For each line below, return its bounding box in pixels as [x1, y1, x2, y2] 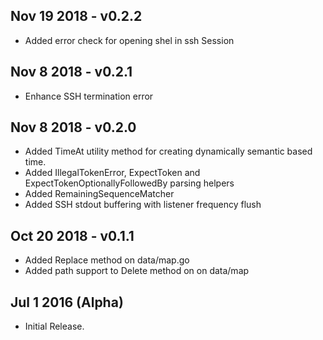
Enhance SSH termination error [24, 90, 154, 102]
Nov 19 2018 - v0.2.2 [10, 8, 143, 25]
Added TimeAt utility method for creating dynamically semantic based [24, 145, 313, 158]
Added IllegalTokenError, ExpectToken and [24, 167, 201, 179]
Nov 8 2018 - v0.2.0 [10, 119, 137, 136]
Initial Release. [24, 320, 85, 333]
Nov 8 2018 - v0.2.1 [10, 64, 133, 81]
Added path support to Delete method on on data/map [24, 265, 250, 277]
